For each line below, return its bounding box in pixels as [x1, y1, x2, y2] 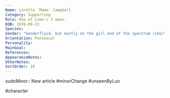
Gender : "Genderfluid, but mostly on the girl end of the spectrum [5, 31, 151, 36]
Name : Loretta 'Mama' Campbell [5, 7, 71, 13]
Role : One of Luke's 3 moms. [5, 17, 67, 22]
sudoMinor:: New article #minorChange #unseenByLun [5, 78, 120, 84]
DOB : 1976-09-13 [5, 21, 39, 27]
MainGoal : [5, 45, 26, 50]
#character [5, 88, 29, 94]
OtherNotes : [5, 59, 30, 64]
